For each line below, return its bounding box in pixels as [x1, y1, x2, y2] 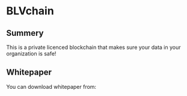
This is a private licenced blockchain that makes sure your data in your [6, 44, 181, 51]
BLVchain [6, 4, 54, 18]
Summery [6, 28, 44, 38]
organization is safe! [6, 50, 57, 57]
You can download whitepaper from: [6, 83, 97, 90]
